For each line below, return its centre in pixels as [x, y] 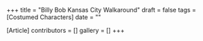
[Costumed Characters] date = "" [54, 17]
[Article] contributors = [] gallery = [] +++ [66, 30]
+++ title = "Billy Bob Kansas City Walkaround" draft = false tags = [101, 10]
